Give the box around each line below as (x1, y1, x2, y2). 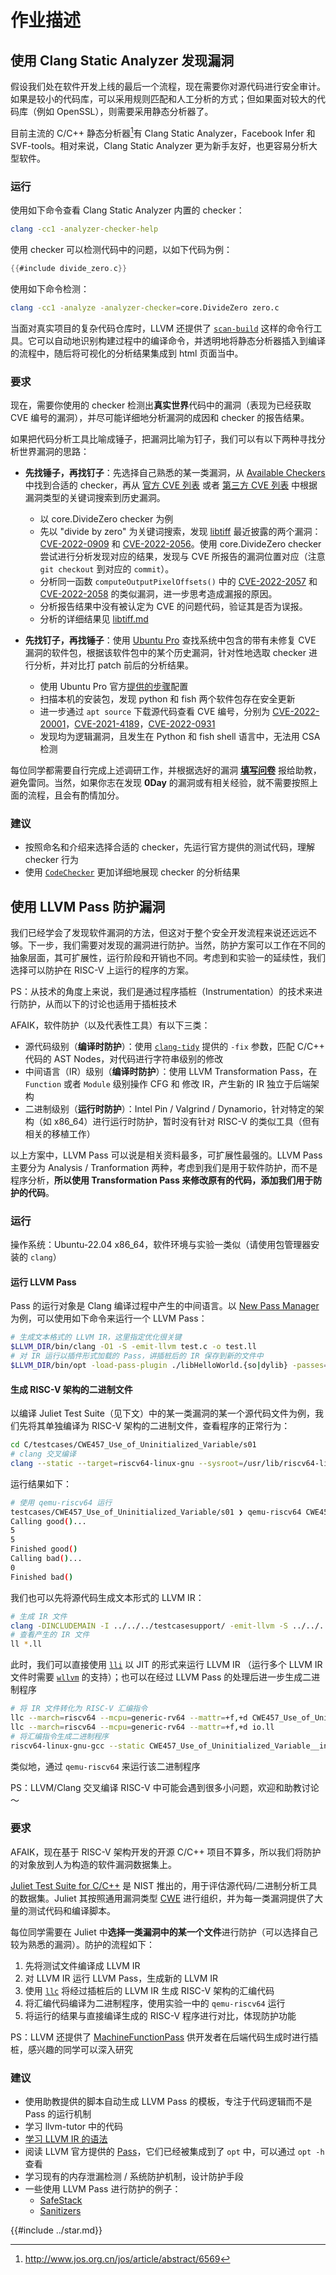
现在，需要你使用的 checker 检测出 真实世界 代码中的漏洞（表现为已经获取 (10, 399, 312, 411)
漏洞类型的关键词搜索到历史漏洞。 (24, 491, 166, 503)
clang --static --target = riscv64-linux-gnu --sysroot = (10, 1458, 244, 1468)
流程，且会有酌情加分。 (27, 789, 125, 801)
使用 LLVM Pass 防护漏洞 (10, 898, 166, 915)
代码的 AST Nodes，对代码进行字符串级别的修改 (24, 1052, 224, 1065)
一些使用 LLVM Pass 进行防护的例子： (24, 2183, 182, 2195)
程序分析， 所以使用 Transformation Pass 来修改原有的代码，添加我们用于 (10, 1174, 314, 1186)
